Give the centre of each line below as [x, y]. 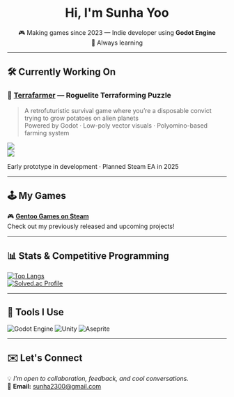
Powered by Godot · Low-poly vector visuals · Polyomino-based [116, 125]
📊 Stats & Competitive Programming [88, 256]
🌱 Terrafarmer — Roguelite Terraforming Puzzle [89, 96]
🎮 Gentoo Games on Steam [48, 216]
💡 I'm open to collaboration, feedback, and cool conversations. [98, 378]
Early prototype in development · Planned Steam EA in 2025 [93, 166]
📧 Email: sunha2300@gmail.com [54, 386]
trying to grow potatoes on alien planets [81, 118]
